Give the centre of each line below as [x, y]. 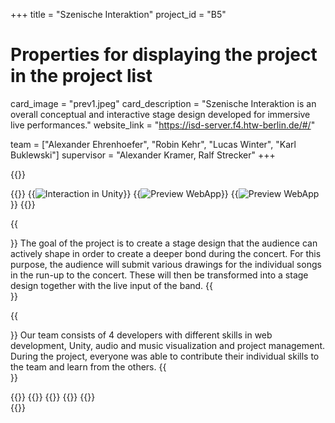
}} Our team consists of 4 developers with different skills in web [141, 335]
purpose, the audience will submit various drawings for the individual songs [166, 264]
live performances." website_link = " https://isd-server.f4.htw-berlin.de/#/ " [163, 125]
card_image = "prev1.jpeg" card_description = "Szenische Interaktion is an [163, 103]
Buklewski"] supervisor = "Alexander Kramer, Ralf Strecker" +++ [143, 155]
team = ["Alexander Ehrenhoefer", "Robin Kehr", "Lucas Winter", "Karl [153, 144]
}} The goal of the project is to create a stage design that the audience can [164, 243]
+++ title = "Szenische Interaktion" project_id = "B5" [118, 14]
